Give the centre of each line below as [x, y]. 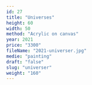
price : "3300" [24, 45]
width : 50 [19, 28]
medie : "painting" [29, 56]
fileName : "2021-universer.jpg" [46, 51]
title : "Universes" [30, 17]
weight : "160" [24, 73]
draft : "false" [25, 62]
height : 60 [20, 23]
